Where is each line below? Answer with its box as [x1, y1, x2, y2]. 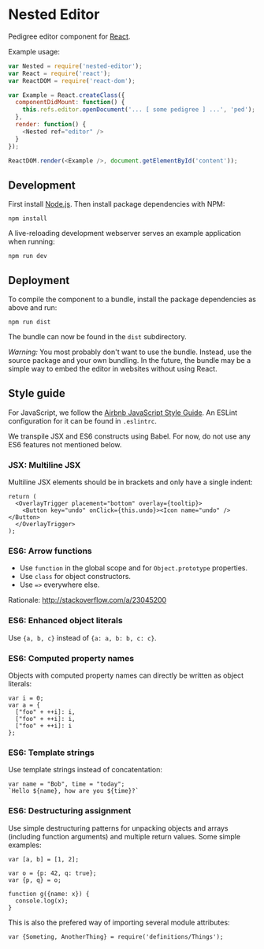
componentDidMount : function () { [15, 99, 125, 106]
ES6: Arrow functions [8, 546, 92, 557]
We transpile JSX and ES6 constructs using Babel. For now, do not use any [8, 432, 251, 441]
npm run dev [8, 252, 47, 260]
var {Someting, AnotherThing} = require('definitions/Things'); [8, 932, 224, 940]
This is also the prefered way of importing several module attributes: [8, 917, 230, 927]
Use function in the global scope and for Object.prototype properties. [19, 563, 248, 573]
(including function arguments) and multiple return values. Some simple [8, 831, 241, 841]
